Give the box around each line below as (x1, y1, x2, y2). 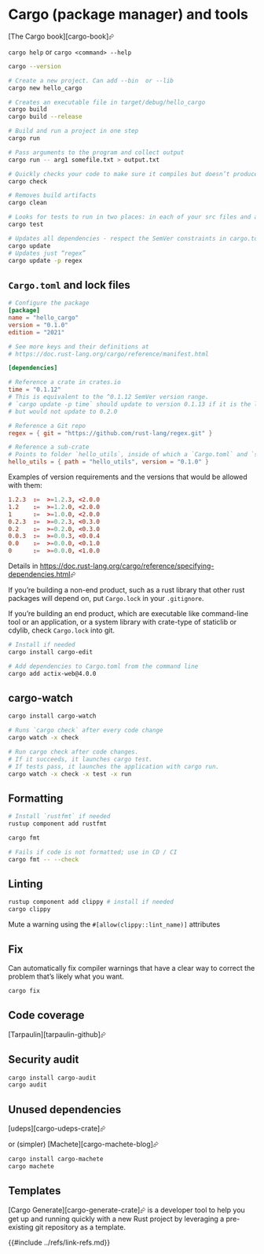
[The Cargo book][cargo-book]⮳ (8, 31, 115, 41)
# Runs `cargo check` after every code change (8, 726, 163, 735)
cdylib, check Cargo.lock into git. (8, 625, 115, 635)
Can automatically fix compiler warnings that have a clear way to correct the (8, 964, 255, 972)
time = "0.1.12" (8, 385, 61, 394)
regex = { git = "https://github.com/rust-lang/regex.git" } (8, 429, 213, 437)
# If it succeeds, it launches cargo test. (8, 755, 153, 763)
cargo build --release (8, 112, 82, 121)
